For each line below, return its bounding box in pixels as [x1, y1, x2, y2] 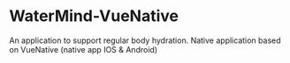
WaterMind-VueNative [9, 6, 179, 26]
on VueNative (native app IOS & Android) [9, 44, 157, 54]
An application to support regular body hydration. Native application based [9, 35, 281, 45]
